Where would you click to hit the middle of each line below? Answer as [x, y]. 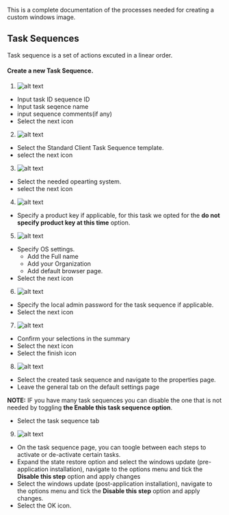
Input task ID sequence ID [53, 99]
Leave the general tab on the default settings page [88, 387]
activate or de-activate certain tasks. [69, 455]
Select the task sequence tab [58, 421]
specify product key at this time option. [73, 223]
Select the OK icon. [44, 505]
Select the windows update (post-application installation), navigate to [114, 484]
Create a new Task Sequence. [50, 71]
